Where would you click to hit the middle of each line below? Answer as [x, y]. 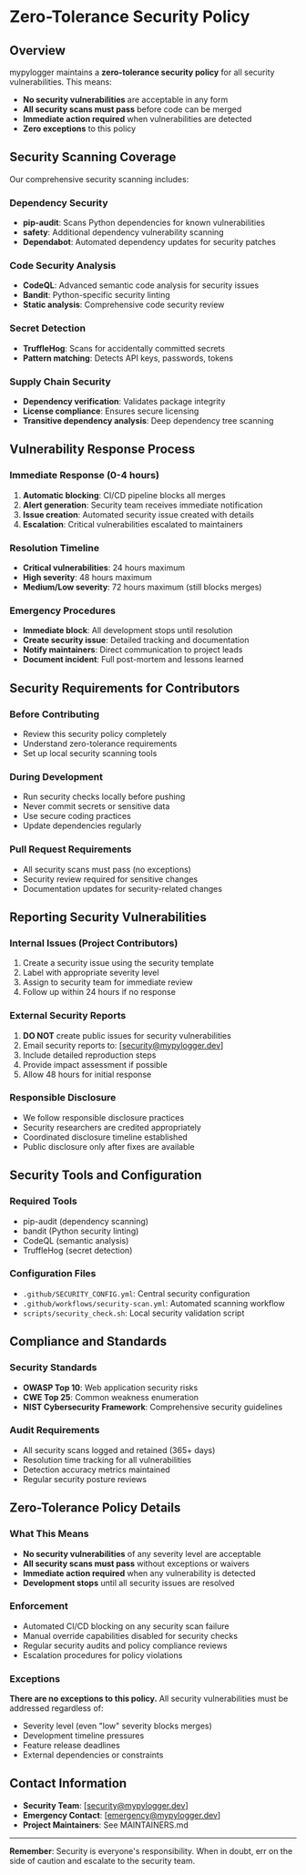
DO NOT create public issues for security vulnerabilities [127, 1035]
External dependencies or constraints [93, 1755]
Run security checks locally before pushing [104, 797]
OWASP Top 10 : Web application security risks [110, 1388]
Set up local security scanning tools [90, 753]
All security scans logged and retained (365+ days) [119, 1450]
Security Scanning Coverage [93, 157]
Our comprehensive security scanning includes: [99, 179]
